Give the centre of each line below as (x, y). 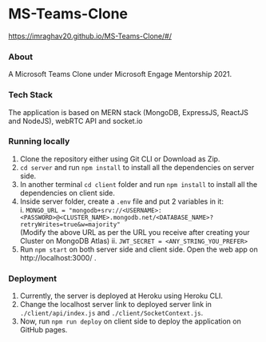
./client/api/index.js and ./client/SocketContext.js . (111, 313)
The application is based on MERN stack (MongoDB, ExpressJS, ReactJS (129, 112)
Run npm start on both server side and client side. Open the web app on (139, 249)
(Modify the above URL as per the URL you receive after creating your (135, 232)
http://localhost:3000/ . (58, 257)
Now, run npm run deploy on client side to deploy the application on (130, 321)
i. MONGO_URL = (42, 209)
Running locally (39, 141)
